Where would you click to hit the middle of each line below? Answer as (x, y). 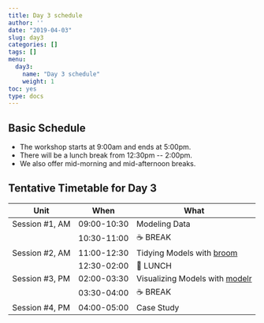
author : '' (26, 23)
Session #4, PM (41, 307)
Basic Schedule (47, 128)
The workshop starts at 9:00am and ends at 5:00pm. (105, 147)
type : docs (26, 96)
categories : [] (33, 45)
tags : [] (22, 52)
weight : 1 (39, 81)
